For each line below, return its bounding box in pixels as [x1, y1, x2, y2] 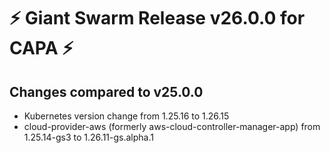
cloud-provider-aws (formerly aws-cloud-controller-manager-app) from [23, 121, 321, 132]
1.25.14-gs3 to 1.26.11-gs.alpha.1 [23, 131, 154, 143]
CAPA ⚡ [9, 37, 74, 60]
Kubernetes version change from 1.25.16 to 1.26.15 [23, 110, 230, 122]
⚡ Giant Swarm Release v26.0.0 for [9, 7, 306, 30]
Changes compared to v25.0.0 [9, 83, 204, 100]
